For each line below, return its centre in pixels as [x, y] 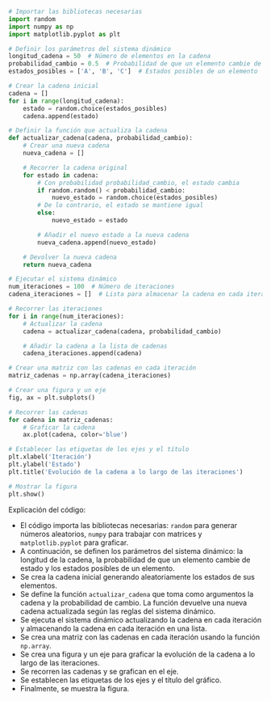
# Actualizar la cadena [63, 323]
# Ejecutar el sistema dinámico [63, 279]
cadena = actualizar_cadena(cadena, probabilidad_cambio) [122, 331]
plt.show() [27, 494]
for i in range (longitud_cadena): [67, 101]
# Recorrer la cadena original [75, 167]
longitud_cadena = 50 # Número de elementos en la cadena [110, 57]
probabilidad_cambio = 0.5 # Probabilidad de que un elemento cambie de [135, 64]
